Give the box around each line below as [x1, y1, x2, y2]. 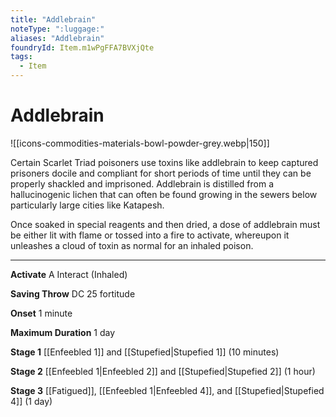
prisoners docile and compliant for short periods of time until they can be [10, 167, 312, 179]
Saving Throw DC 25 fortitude [10, 287, 136, 300]
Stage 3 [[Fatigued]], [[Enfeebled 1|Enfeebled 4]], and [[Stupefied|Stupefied [10, 384, 325, 396]
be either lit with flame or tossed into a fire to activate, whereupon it [10, 229, 290, 241]
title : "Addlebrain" [10, 14, 97, 25]
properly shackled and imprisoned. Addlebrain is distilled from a [10, 177, 275, 190]
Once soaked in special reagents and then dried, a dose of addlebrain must [10, 218, 321, 230]
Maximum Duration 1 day [10, 326, 116, 338]
